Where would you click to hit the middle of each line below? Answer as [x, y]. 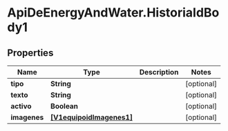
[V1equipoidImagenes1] [92, 117]
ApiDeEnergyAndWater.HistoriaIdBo [113, 13]
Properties [30, 53]
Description [159, 72]
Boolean [64, 106]
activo [21, 106]
